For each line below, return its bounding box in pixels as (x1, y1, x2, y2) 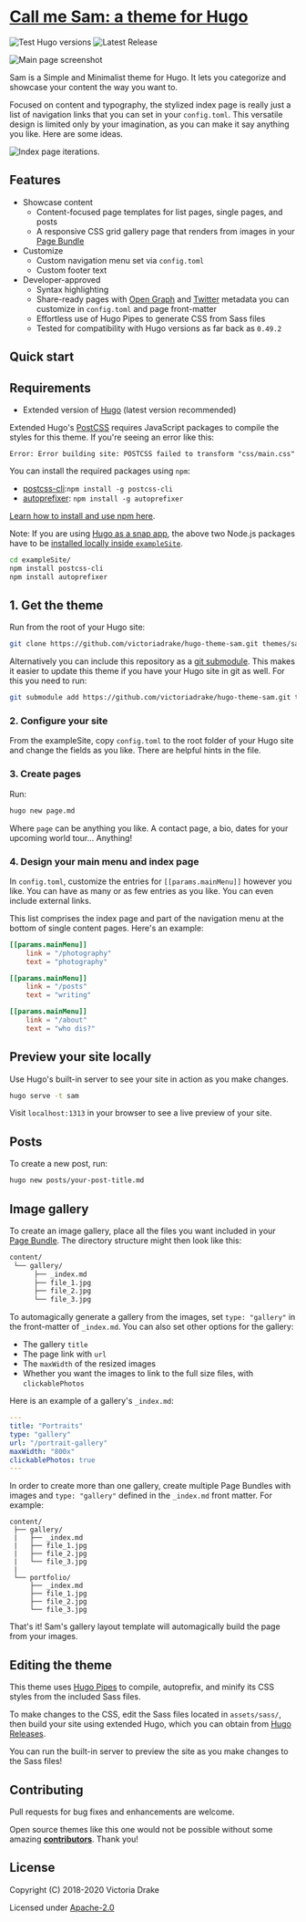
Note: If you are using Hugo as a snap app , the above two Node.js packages (9, 527, 296, 539)
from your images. (9, 1631, 78, 1642)
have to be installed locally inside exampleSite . (9, 537, 184, 548)
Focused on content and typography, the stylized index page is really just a (9, 99, 291, 110)
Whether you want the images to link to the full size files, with (22, 1368, 254, 1379)
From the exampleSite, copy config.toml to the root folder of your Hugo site (9, 735, 294, 746)
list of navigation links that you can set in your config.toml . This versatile (9, 109, 283, 119)
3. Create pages (9, 768, 82, 781)
